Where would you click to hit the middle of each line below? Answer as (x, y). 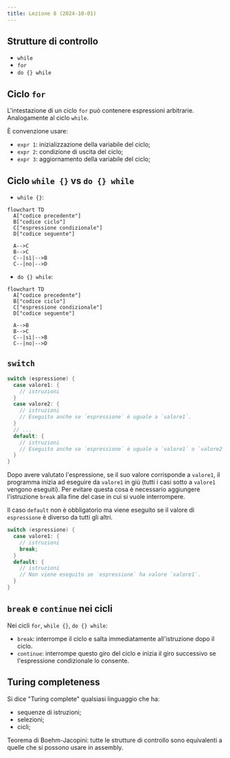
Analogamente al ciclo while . (48, 118)
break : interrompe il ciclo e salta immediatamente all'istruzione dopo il (116, 638)
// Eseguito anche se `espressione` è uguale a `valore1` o (107, 449)
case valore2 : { (36, 404)
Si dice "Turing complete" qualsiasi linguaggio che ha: (83, 699)
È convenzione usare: (38, 131)
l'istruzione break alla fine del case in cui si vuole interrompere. (96, 497)
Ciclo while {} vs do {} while (71, 180)
